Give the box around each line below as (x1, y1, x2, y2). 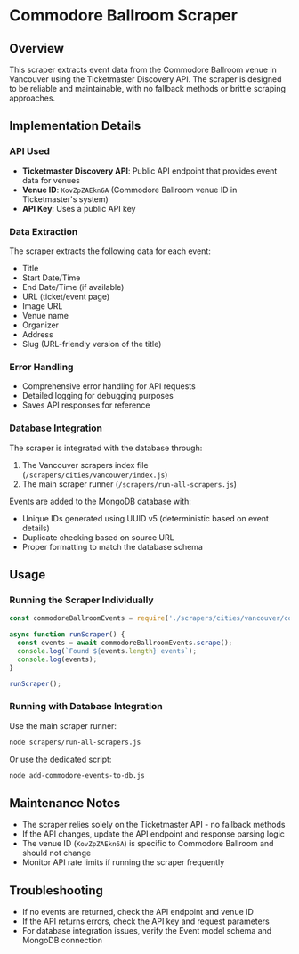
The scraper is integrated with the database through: (9, 442, 203, 453)
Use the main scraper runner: (9, 720, 117, 731)
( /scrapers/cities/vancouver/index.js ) (21, 469, 168, 480)
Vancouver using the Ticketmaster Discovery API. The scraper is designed (9, 74, 282, 85)
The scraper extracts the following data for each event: (9, 246, 211, 256)
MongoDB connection (21, 935, 103, 946)
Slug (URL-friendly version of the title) (21, 338, 162, 349)
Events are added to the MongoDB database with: (9, 496, 191, 506)
